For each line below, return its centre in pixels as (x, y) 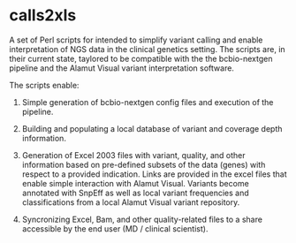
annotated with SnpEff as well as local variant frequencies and (135, 193)
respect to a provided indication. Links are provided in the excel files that (154, 174)
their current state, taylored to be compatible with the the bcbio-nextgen (141, 58)
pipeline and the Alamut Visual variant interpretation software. (121, 68)
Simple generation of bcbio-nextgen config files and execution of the (148, 102)
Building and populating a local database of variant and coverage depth (152, 128)
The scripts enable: (44, 85)
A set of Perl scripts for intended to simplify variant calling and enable (136, 40)
